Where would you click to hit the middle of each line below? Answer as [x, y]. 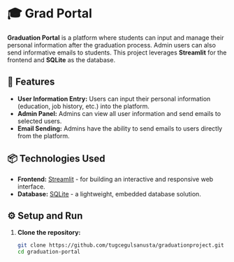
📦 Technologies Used [57, 159]
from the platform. [43, 136]
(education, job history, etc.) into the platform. [83, 106]
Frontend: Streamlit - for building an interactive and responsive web [115, 179]
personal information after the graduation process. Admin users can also [112, 45]
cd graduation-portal [49, 252]
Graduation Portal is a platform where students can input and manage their [116, 37]
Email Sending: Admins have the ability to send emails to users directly [120, 128]
